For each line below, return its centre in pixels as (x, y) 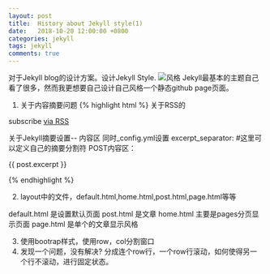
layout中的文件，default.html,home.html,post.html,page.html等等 (128, 197)
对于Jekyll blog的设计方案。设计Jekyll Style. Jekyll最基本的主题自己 (134, 77)
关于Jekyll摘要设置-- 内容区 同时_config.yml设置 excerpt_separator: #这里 (132, 138)
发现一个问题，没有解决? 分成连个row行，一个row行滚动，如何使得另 (135, 251)
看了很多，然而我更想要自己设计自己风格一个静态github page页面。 (121, 88)
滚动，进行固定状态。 (77, 261)
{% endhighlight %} (41, 180)
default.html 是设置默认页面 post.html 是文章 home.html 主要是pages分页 (131, 214)
